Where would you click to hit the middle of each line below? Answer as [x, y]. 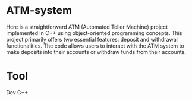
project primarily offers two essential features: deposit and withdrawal [92, 39]
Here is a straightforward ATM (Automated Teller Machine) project [87, 27]
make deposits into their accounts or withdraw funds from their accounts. [96, 52]
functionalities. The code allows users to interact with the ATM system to [95, 46]
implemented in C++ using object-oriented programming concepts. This [94, 33]
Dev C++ [17, 92]
